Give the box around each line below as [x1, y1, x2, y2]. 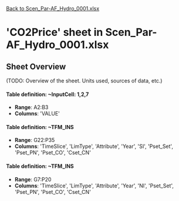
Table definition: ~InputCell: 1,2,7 [6, 91, 89, 98]
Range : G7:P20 [14, 176, 52, 183]
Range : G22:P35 [14, 137, 55, 144]
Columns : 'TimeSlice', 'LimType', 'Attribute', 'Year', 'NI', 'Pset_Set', [14, 182, 174, 189]
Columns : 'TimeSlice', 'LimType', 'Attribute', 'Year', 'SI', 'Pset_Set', [14, 143, 173, 150]
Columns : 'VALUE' [14, 110, 60, 117]
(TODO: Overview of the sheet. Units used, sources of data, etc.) [6, 77, 163, 84]
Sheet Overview [6, 61, 66, 71]
